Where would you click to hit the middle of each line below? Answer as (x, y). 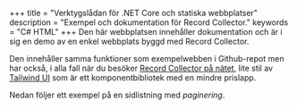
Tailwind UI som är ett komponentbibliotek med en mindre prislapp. (133, 78)
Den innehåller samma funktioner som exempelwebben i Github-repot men (147, 59)
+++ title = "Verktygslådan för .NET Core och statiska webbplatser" (133, 13)
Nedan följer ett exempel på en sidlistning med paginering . (117, 95)
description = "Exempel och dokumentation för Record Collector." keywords (149, 22)
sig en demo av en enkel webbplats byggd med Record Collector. (129, 41)
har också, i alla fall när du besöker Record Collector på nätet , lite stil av (141, 68)
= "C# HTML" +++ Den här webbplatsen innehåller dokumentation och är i (146, 32)
